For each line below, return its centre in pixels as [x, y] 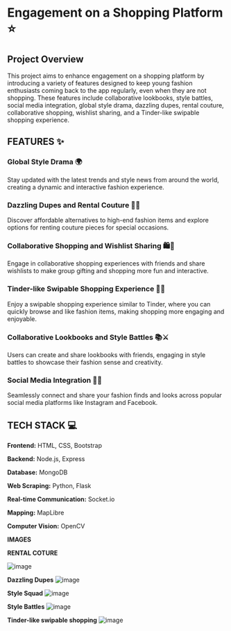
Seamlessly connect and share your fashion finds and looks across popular [114, 395]
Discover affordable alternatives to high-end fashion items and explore [108, 220]
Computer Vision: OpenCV [46, 526]
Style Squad [25, 593]
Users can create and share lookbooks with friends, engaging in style [106, 354]
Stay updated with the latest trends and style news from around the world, [113, 180]
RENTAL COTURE [33, 553]
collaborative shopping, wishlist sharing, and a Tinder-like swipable [103, 113]
